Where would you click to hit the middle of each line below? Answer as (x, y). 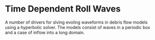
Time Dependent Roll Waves (63, 9)
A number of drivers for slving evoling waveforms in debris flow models (76, 22)
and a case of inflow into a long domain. (45, 32)
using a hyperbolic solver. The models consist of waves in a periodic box (77, 27)
